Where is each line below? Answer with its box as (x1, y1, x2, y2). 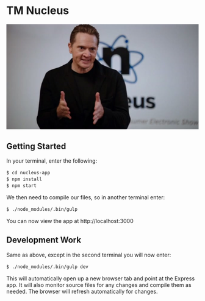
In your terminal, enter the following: (6, 157, 98, 165)
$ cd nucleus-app (6, 170, 51, 176)
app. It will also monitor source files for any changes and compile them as (6, 281, 192, 288)
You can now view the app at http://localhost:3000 (6, 217, 134, 224)
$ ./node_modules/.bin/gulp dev (6, 263, 88, 270)
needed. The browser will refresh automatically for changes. (6, 288, 158, 295)
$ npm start (6, 183, 37, 189)
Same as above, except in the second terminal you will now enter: (6, 251, 171, 258)
